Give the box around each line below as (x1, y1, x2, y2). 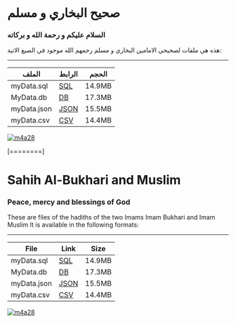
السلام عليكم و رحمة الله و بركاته (7, 30, 105, 40)
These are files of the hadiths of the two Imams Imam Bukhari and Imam (7, 213, 216, 221)
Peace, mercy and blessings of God (7, 197, 131, 207)
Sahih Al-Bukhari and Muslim (7, 172, 181, 188)
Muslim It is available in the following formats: (7, 220, 139, 229)
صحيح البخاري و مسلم (7, 5, 121, 21)
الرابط (59, 69, 79, 79)
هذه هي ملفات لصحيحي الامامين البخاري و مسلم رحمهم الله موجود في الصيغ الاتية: (7, 46, 222, 54)
